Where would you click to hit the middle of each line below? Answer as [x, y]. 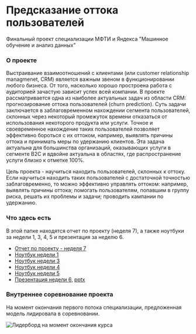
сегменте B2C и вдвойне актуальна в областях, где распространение [94, 154]
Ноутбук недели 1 [37, 254]
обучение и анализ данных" [41, 45]
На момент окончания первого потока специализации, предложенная [94, 307]
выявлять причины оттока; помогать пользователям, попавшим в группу [98, 190]
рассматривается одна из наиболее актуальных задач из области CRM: [96, 98]
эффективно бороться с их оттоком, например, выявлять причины [90, 135]
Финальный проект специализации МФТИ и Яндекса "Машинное [87, 39]
